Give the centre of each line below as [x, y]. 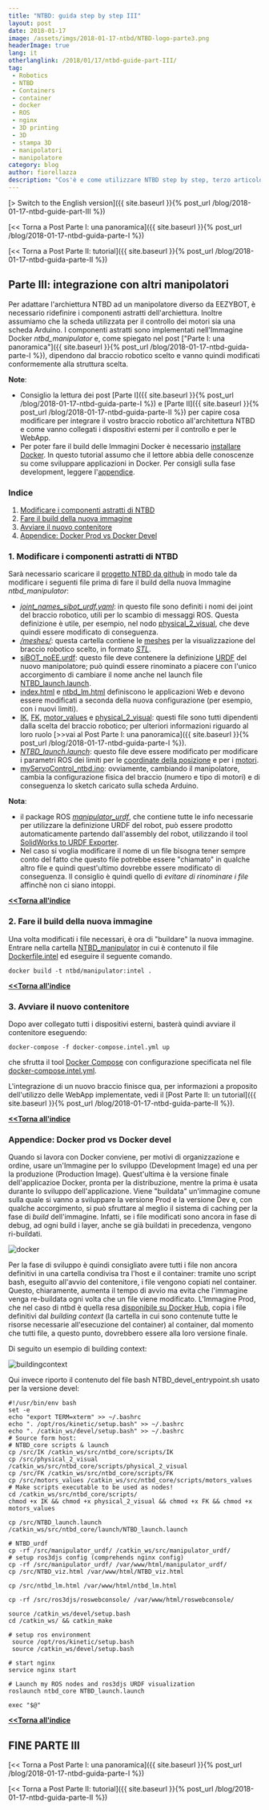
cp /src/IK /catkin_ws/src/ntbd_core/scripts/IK [91, 1453]
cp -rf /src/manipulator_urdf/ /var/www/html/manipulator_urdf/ [118, 1565]
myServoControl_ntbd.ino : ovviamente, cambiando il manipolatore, [130, 768]
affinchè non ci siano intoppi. [68, 885]
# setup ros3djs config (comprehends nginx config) [96, 1558]
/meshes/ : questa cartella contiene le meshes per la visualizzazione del [138, 641]
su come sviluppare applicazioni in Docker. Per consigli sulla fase [128, 463]
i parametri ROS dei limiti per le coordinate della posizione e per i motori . [139, 760]
